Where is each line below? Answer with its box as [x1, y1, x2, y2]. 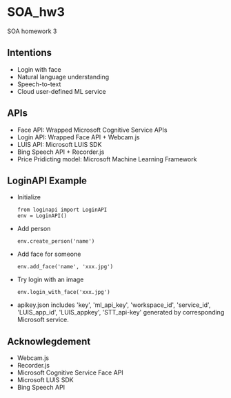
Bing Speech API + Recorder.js [17, 148, 105, 156]
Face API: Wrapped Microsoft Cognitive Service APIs [17, 126, 168, 134]
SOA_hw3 [7, 4, 66, 20]
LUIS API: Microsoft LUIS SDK [17, 140, 102, 148]
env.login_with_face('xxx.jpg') [17, 289, 110, 296]
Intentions [7, 47, 52, 59]
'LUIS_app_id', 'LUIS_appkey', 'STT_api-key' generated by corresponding [17, 308, 225, 317]
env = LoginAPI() [17, 212, 68, 219]
